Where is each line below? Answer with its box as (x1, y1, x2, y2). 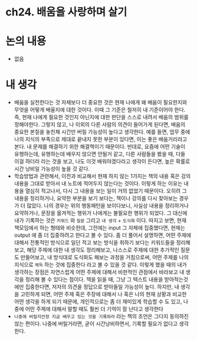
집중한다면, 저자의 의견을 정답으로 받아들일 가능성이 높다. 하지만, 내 (25, 283, 179, 290)
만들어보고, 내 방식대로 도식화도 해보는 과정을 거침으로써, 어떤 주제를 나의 (20, 254, 189, 261)
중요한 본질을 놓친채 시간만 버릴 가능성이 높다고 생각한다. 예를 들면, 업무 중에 (14, 128, 191, 136)
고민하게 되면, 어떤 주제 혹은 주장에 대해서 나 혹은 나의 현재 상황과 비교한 (20, 290, 187, 298)
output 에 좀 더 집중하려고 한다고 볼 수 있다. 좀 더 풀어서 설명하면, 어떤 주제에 (14, 231, 192, 239)
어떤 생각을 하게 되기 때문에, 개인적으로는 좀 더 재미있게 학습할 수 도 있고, (14, 298, 182, 305)
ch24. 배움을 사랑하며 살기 (5, 5, 127, 19)
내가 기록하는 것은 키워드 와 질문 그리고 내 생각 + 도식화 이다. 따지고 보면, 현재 (14, 217, 187, 224)
